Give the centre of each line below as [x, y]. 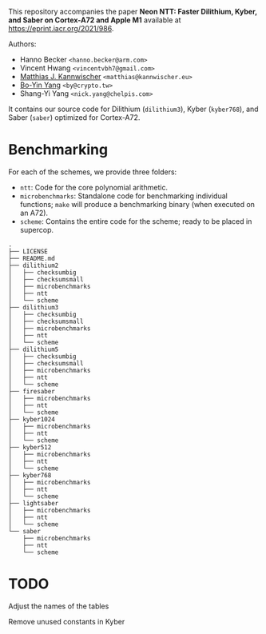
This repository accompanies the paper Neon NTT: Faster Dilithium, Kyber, [133, 12]
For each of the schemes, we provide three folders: [93, 172]
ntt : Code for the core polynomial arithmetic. [94, 187]
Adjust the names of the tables [59, 606]
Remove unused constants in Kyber [67, 621]
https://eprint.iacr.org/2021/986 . [61, 28]
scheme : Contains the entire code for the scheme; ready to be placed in [136, 221]
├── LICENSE [28, 251]
